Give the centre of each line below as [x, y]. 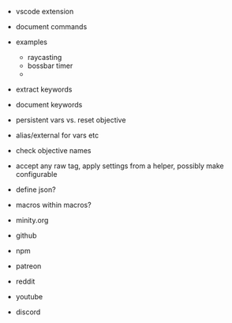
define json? [36, 190]
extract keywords [44, 89]
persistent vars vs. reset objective [71, 120]
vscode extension [45, 11]
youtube [29, 297]
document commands [51, 26]
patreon [28, 266]
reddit [25, 281]
